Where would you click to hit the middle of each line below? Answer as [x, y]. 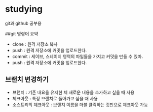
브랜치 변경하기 [27, 80]
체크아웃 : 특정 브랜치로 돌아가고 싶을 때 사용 [55, 98]
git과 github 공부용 [23, 23]
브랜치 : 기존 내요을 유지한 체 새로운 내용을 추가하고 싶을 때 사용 [73, 92]
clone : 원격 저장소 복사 [35, 44]
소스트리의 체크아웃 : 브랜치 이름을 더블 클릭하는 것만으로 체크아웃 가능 [80, 105]
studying [24, 9]
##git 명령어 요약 [22, 33]
